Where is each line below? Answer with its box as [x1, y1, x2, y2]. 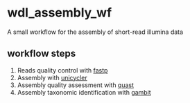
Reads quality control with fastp [17, 66, 108, 74]
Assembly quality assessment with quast [17, 81, 134, 89]
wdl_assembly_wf [7, 5, 112, 21]
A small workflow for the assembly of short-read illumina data [7, 28, 184, 36]
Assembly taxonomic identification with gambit [17, 88, 151, 96]
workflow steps [7, 48, 76, 59]
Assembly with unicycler [17, 73, 88, 82]
